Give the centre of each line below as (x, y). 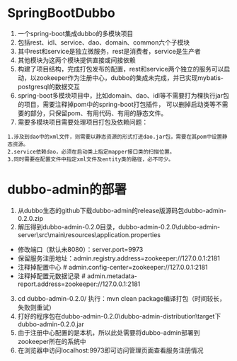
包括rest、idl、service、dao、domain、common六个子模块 (103, 42)
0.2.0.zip (30, 218)
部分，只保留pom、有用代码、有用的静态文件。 (99, 113)
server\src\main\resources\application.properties (89, 234)
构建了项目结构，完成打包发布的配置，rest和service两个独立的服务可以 (121, 69)
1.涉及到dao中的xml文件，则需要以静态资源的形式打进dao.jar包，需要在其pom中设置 (115, 137)
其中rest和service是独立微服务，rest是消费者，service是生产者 (109, 51)
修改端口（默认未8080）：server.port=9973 (80, 249)
